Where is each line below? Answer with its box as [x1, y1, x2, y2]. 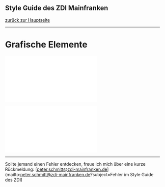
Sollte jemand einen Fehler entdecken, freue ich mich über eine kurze [5, 161, 146, 167]
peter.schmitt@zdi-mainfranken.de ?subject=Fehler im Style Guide [20, 171, 154, 177]
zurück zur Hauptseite [5, 17, 50, 23]
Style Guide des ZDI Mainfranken [5, 4, 109, 12]
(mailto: [5, 171, 21, 177]
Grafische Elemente [5, 39, 87, 50]
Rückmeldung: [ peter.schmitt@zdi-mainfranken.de [5, 166, 108, 172]
